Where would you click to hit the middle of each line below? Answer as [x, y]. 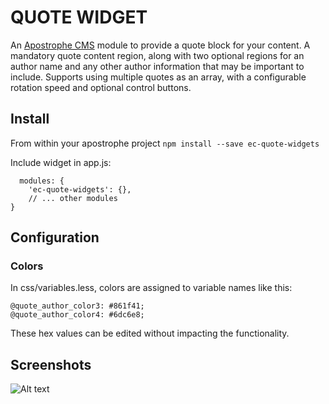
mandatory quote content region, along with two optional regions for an [157, 55]
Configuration [55, 237]
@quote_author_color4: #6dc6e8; [77, 315]
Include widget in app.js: [61, 162]
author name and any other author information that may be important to [157, 66]
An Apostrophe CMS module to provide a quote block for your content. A [160, 45]
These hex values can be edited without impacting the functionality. [150, 333]
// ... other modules [73, 198]
